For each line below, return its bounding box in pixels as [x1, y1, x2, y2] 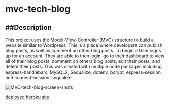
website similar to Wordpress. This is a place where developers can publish [5, 42, 163, 48]
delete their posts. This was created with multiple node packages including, [5, 64, 163, 69]
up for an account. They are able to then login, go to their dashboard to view [5, 53, 165, 59]
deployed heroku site [5, 94, 50, 100]
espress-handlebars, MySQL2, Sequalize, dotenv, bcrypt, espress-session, [5, 69, 162, 75]
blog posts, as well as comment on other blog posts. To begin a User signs [5, 48, 161, 53]
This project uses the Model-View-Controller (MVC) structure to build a [5, 37, 154, 43]
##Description [5, 23, 52, 32]
